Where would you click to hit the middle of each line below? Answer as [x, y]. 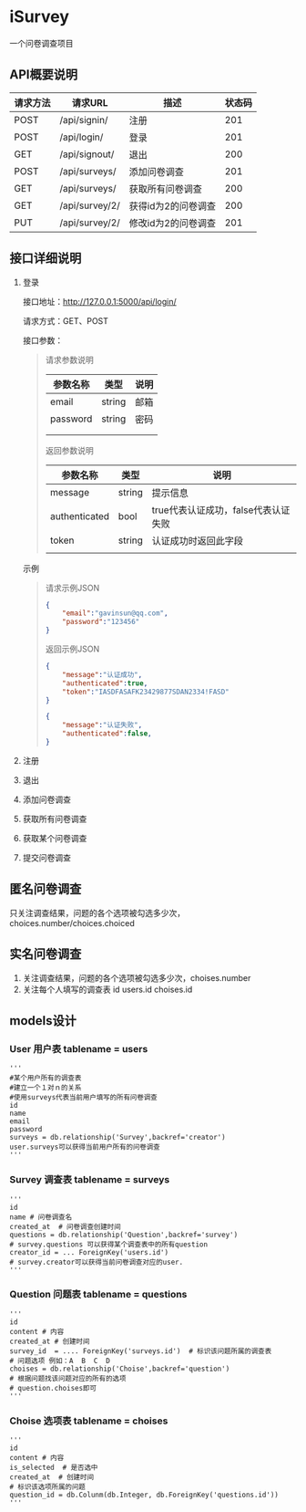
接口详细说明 [46, 259]
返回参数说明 [69, 450]
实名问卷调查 [46, 954]
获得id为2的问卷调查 [173, 205]
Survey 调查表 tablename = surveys [90, 1180]
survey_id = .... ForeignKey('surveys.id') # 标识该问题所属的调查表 [141, 1351]
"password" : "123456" [101, 622]
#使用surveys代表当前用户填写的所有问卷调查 [83, 1098]
